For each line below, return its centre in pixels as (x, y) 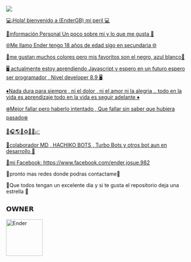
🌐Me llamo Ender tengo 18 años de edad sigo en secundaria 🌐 (81, 45)
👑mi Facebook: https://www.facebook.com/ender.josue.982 (78, 163)
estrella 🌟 (18, 191)
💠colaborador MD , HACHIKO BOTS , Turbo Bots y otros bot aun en (87, 145)
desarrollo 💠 (21, 151)
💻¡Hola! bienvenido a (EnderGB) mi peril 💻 (58, 20)
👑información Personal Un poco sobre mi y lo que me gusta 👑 (80, 34)
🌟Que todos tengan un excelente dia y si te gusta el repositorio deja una (93, 185)
